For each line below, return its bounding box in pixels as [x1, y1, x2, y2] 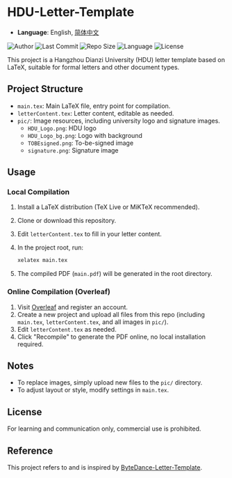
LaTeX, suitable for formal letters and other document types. [7, 63, 180, 71]
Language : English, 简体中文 [17, 28, 99, 36]
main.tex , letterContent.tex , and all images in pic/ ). [17, 318, 169, 326]
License [7, 406, 42, 418]
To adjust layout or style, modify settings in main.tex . [17, 386, 169, 394]
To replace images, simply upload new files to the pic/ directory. [17, 378, 203, 387]
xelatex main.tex [17, 257, 68, 264]
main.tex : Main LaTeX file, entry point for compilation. [17, 102, 171, 110]
